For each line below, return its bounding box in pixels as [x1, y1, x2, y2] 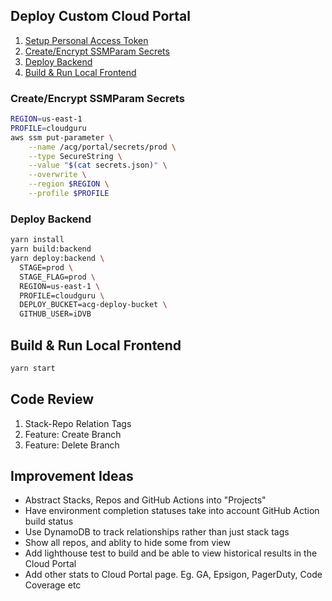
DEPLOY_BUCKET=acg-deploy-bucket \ [19, 300, 168, 310]
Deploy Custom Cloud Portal [10, 8, 191, 25]
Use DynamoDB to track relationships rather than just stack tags [24, 526, 290, 538]
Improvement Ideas [10, 468, 134, 485]
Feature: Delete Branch [24, 439, 120, 451]
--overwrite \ [28, 170, 87, 180]
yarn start [10, 363, 56, 373]
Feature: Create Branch [24, 428, 122, 440]
